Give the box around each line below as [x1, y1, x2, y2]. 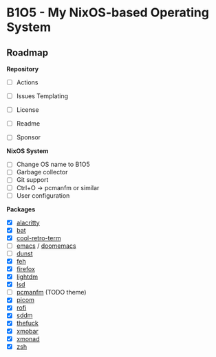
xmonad [16, 334, 40, 343]
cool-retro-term [16, 233, 61, 242]
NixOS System [6, 147, 49, 155]
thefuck [16, 319, 39, 327]
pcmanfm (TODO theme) [16, 288, 87, 297]
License [16, 106, 39, 114]
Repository [6, 65, 39, 73]
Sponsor [16, 133, 41, 141]
